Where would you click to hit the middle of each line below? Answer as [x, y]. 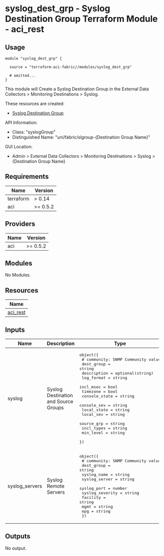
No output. [16, 548]
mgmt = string [97, 507]
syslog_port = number [103, 488]
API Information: [21, 122]
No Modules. [18, 275]
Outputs [18, 536]
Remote [56, 486]
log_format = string [104, 378]
